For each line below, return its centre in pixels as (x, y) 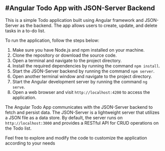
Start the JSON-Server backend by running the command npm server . (83, 71)
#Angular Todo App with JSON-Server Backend (80, 8)
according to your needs (30, 143)
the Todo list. (18, 128)
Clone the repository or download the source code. (64, 55)
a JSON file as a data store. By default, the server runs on (64, 117)
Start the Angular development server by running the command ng (80, 81)
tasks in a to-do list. (25, 31)
